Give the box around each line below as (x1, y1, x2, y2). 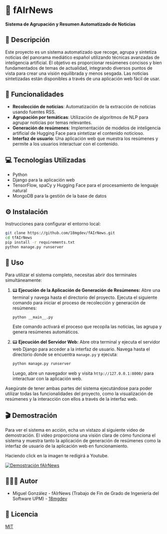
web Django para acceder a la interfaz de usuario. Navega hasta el (12, 346, 150, 352)
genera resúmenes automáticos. (12, 329, 79, 335)
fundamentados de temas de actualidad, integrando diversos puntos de (5, 65, 152, 71)
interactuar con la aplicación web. (12, 376, 82, 382)
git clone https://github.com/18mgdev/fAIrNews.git (5, 231, 115, 236)
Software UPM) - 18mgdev (12, 495, 67, 501)
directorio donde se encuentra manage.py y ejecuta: (12, 351, 118, 358)
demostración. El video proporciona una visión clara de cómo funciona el (5, 432, 156, 438)
